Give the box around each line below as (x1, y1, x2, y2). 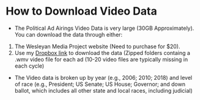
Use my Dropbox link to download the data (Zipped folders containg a (14, 49, 191, 56)
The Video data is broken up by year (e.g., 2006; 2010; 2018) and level (14, 74, 193, 81)
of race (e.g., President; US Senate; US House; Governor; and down (14, 80, 186, 88)
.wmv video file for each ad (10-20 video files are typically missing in (14, 55, 188, 63)
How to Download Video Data (6, 4, 157, 18)
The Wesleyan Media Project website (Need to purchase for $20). (14, 43, 180, 50)
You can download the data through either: (14, 30, 123, 38)
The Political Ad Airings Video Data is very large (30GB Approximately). (14, 24, 194, 32)
